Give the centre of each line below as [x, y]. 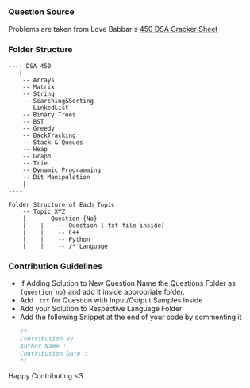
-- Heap [35, 149]
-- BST [33, 121]
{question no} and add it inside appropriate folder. [102, 291]
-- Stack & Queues [53, 142]
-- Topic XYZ [44, 211]
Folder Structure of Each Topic [62, 204]
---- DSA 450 [30, 66]
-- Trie [35, 163]
